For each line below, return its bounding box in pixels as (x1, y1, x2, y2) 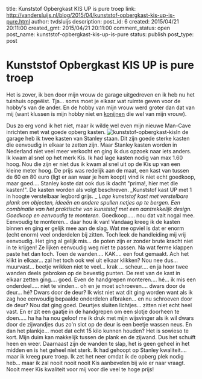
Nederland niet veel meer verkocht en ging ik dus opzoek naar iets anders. (6, 147, 192, 154)
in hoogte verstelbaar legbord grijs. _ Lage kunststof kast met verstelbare (6, 193, 189, 200)
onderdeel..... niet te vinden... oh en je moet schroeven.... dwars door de (6, 282, 186, 289)
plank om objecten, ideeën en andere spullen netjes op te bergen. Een (6, 199, 181, 206)
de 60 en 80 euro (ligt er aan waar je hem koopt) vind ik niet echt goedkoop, (6, 173, 196, 180)
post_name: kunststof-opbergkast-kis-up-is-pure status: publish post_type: (6, 31, 194, 38)
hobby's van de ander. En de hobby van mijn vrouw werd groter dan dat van (6, 104, 195, 111)
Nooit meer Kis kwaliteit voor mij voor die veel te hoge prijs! (6, 365, 154, 373)
